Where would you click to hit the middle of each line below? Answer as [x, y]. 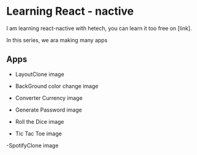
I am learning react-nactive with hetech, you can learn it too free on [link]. [99, 28]
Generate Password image [49, 110]
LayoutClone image [39, 74]
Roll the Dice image [39, 121]
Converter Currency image [49, 98]
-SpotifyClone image [33, 145]
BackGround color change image [57, 86]
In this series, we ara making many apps [57, 40]
